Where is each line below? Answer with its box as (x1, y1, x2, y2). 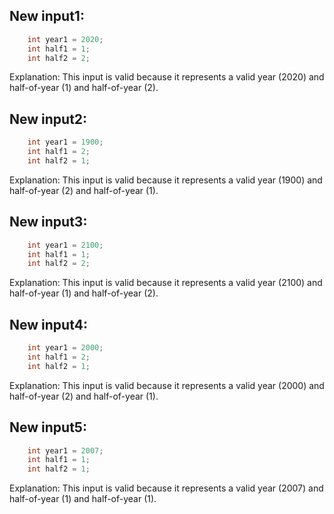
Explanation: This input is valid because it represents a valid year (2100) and (9, 277, 323, 289)
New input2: (9, 110, 88, 128)
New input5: (9, 419, 87, 436)
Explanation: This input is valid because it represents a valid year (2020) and (9, 71, 325, 83)
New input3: (9, 214, 88, 231)
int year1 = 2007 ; (27, 445, 104, 456)
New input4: (9, 316, 88, 333)
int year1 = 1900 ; (27, 137, 104, 148)
